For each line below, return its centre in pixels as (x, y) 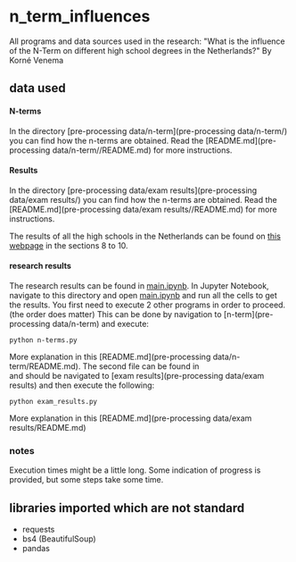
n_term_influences (80, 17)
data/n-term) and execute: (101, 323)
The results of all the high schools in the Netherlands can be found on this (145, 236)
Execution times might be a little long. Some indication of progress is (135, 470)
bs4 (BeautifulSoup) (59, 539)
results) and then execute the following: (82, 385)
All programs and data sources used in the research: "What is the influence (147, 41)
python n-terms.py (43, 340)
